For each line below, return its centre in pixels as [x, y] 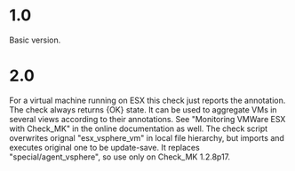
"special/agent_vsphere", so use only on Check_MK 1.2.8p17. [120, 157]
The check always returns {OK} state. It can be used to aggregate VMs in [143, 109]
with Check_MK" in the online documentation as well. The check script [139, 128]
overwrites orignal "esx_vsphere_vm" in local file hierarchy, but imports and [147, 137]
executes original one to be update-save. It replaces [104, 147]
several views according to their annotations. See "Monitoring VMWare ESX [147, 119]
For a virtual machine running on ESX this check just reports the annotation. [147, 100]
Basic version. [35, 40]
